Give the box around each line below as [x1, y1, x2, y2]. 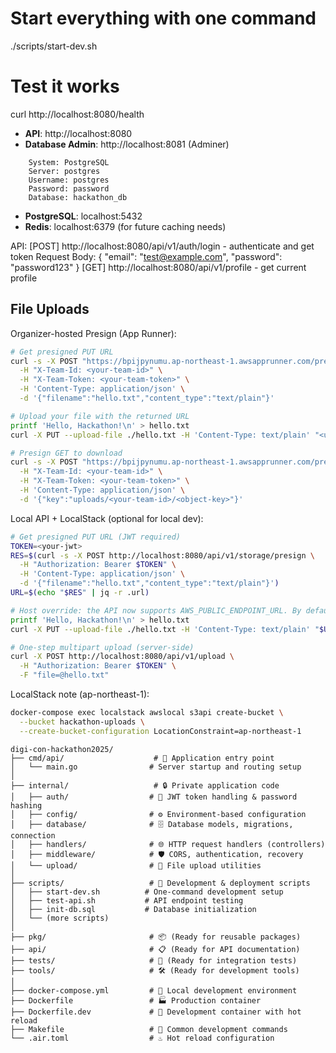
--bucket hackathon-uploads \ [19, 717, 145, 727]
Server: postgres [28, 166, 101, 176]
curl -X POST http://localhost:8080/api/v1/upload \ [10, 652, 235, 662]
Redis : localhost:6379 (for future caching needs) [24, 220, 227, 232]
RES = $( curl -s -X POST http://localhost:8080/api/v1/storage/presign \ [10, 550, 315, 561]
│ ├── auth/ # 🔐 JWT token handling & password [10, 792, 298, 802]
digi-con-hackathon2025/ [10, 744, 114, 754]
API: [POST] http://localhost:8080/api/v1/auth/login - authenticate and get [10, 240, 315, 252]
